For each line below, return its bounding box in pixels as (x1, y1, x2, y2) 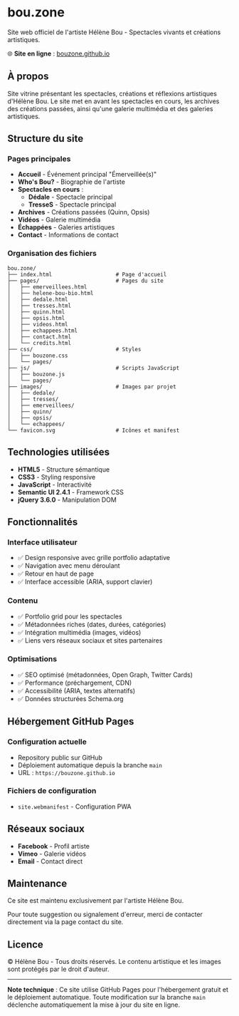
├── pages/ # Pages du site (7, 277, 164, 284)
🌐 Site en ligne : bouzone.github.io (7, 49, 110, 58)
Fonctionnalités (7, 516, 78, 528)
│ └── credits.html (7, 339, 72, 346)
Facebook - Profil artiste (17, 841, 90, 850)
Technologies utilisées (7, 446, 110, 458)
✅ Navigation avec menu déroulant (17, 561, 120, 570)
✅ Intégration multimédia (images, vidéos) (17, 628, 142, 636)
